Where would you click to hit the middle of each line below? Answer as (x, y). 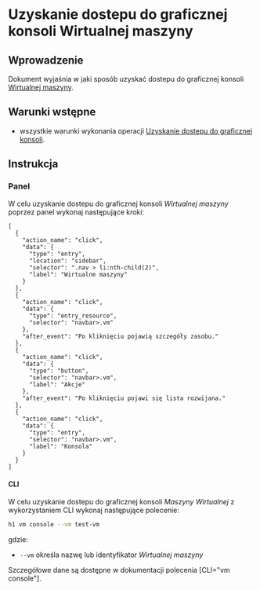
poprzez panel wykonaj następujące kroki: (76, 212)
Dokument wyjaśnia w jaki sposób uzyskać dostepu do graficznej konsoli (126, 79)
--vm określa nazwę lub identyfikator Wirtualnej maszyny (111, 555)
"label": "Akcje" (57, 384)
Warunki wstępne (52, 112)
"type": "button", (59, 371)
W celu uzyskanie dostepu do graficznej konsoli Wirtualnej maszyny (118, 203)
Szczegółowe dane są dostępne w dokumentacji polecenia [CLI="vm (119, 570)
